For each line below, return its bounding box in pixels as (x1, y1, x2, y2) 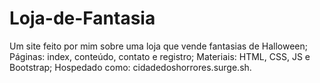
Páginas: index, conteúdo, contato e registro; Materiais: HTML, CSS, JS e (9, 50, 311, 62)
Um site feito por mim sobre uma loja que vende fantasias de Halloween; (9, 40, 308, 52)
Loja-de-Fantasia (9, 7, 156, 30)
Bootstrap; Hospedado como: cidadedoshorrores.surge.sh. (9, 61, 252, 73)
